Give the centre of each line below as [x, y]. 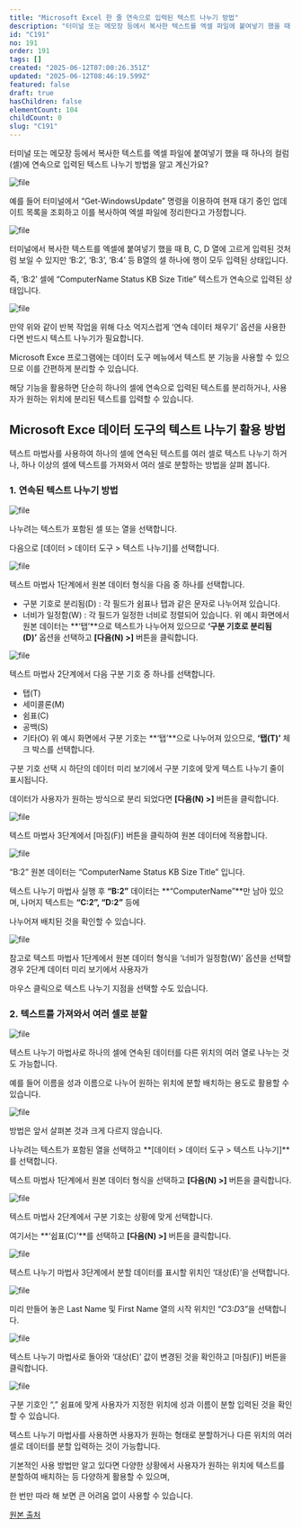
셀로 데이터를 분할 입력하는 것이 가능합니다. [85, 1446]
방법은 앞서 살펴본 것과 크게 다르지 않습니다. [86, 1131]
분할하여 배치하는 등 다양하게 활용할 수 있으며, [90, 1477]
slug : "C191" [34, 127]
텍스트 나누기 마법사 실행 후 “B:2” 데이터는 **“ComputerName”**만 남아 [138, 891]
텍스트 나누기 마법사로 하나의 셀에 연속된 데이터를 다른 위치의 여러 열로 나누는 [145, 1053]
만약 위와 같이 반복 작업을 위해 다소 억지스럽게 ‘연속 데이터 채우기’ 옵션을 [136, 327]
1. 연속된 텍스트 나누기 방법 [64, 490]
